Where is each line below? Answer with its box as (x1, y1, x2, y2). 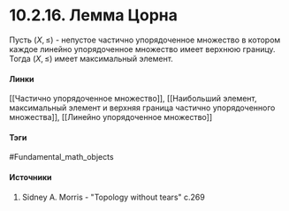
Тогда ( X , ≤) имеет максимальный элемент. (9, 53, 174, 64)
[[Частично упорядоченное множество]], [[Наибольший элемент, (9, 94, 257, 104)
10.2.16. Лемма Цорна (9, 5, 179, 26)
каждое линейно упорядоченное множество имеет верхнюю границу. (9, 43, 276, 54)
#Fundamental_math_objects (9, 152, 114, 162)
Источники (9, 171, 52, 182)
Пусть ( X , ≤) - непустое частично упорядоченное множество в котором (9, 34, 281, 45)
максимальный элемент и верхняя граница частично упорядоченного (9, 102, 276, 113)
